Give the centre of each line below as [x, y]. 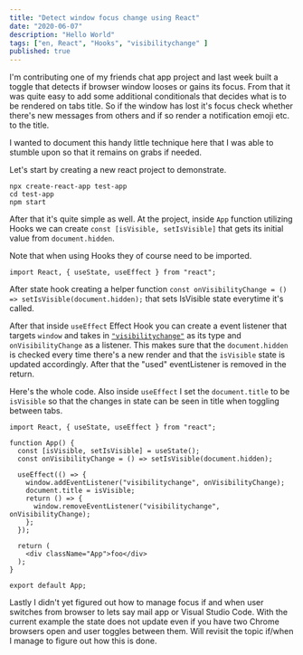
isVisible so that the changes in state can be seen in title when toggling [145, 401]
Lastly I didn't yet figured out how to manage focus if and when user [137, 603]
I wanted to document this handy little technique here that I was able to [142, 143]
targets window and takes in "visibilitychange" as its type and [125, 336]
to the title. [29, 125]
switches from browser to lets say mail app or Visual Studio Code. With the [148, 612]
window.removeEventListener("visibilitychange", [127, 507]
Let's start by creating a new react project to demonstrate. [118, 170]
